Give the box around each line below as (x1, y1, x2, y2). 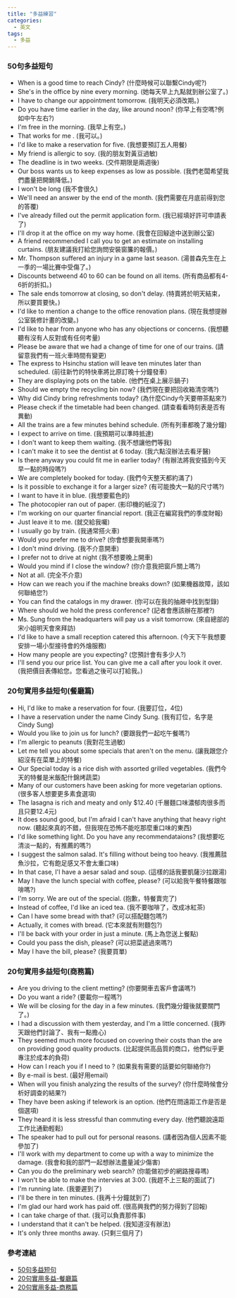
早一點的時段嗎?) (17, 464, 67, 474)
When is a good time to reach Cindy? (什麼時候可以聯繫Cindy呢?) (17, 78, 207, 87)
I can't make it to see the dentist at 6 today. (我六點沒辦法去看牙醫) (17, 447, 211, 456)
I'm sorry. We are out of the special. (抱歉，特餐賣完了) (17, 894, 178, 902)
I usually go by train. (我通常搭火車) (17, 527, 120, 535)
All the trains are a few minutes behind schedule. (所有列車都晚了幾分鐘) (17, 421, 228, 429)
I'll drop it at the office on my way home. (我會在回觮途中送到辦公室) (17, 229, 215, 238)
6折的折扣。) (17, 281, 52, 289)
